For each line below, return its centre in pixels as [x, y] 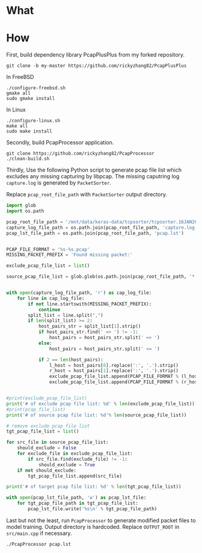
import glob [21, 205]
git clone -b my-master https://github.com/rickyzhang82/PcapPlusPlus [96, 66]
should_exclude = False [47, 448]
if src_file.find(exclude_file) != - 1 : [78, 459]
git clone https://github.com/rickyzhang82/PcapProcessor [80, 154]
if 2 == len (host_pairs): [71, 360]
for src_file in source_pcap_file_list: [58, 442]
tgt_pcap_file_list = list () [43, 431]
